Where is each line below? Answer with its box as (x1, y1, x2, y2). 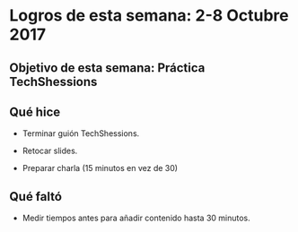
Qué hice (9, 104, 61, 119)
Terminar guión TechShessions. (22, 128, 140, 139)
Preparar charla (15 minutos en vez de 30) (22, 163, 178, 174)
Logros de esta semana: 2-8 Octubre (9, 5, 289, 26)
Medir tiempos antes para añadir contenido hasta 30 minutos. (22, 212, 251, 224)
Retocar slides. (22, 145, 78, 157)
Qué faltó (9, 189, 63, 204)
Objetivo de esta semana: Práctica (9, 60, 206, 75)
